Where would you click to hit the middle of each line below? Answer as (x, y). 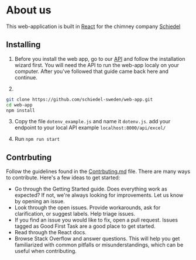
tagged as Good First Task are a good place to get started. (85, 226)
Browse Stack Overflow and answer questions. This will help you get (97, 239)
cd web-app (19, 105)
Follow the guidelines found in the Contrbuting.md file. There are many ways (98, 171)
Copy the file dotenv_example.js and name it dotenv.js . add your (92, 122)
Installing (23, 45)
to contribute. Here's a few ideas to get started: (63, 178)
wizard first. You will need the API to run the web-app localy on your (97, 65)
